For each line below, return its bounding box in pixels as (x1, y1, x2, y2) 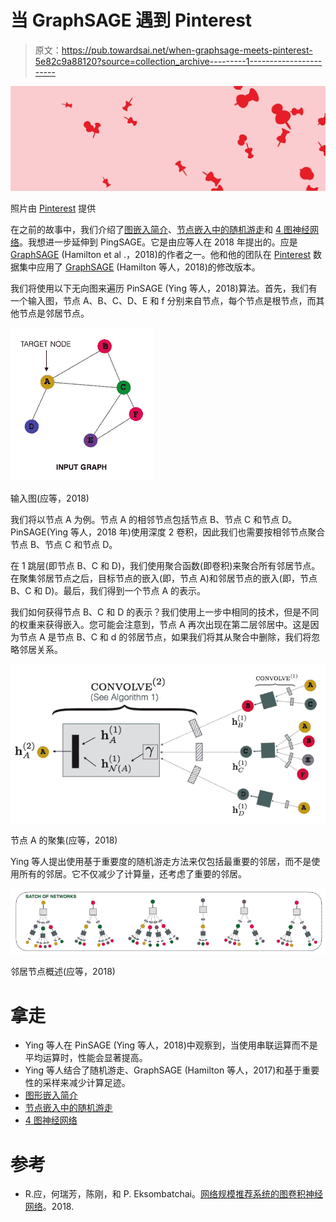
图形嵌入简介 (24, 1089, 78, 1101)
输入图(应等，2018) (10, 492, 90, 504)
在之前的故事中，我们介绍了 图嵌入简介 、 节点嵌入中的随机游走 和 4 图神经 (10, 223, 310, 235)
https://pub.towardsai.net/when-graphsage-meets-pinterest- (61, 44, 313, 56)
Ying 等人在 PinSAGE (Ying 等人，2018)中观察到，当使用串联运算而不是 (24, 1039, 318, 1051)
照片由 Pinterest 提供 (10, 202, 97, 214)
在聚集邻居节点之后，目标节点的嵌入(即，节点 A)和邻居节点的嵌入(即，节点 (10, 572, 318, 584)
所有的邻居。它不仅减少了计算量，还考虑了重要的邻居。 (18, 867, 247, 880)
